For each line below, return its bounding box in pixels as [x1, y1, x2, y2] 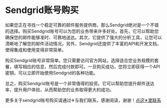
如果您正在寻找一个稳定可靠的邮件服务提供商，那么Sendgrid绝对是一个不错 [5, 22, 159, 28]
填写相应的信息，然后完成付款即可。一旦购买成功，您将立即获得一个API [13, 63, 161, 70]
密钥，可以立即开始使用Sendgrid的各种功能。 [5, 70, 98, 76]
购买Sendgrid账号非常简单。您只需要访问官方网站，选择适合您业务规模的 [5, 57, 155, 63]
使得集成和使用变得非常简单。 [5, 47, 66, 53]
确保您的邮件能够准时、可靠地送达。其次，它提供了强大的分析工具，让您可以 [5, 34, 162, 40]
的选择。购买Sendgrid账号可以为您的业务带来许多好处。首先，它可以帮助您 [5, 28, 159, 34]
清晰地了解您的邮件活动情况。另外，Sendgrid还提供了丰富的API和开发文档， [5, 40, 162, 46]
